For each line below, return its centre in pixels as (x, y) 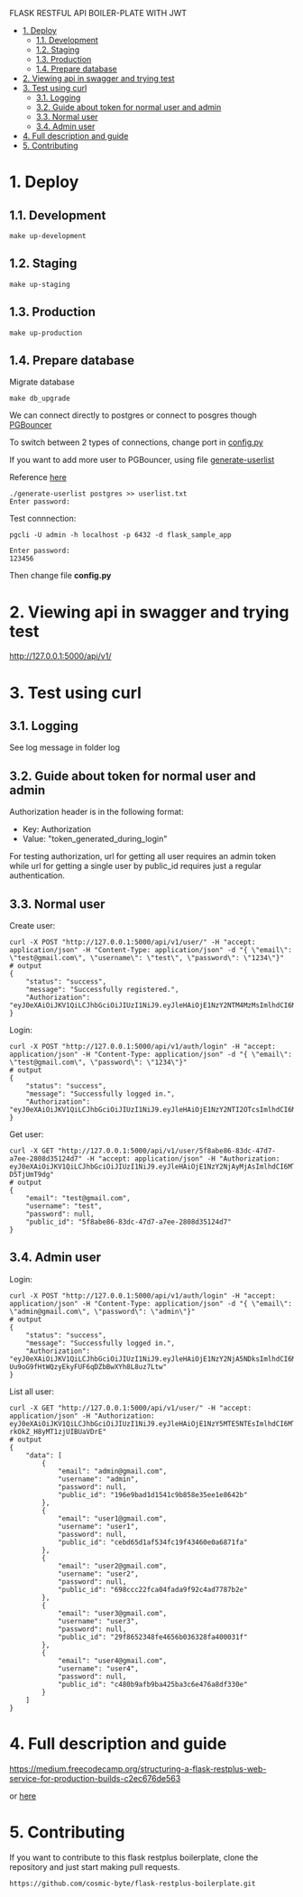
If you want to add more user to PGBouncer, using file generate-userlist (142, 460)
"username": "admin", (98, 1479)
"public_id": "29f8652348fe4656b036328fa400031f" (152, 1637)
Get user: (27, 1134)
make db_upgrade (40, 399)
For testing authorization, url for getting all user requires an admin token (143, 856)
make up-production (46, 333)
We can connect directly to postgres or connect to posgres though (133, 415)
